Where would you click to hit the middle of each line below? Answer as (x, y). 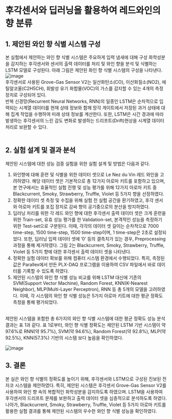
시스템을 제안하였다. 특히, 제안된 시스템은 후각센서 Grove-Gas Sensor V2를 (91, 385)
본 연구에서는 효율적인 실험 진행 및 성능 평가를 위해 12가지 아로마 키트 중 (85, 187)
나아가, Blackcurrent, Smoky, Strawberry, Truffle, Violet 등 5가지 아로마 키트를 (86, 405)
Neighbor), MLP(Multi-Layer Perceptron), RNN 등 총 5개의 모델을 (80, 289)
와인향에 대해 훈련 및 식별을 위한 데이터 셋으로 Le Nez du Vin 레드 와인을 (86, 174)
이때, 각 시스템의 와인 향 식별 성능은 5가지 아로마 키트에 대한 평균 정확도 (91, 296)
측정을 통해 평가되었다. (35, 302)
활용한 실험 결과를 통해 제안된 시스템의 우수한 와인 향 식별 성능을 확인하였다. (81, 411)
